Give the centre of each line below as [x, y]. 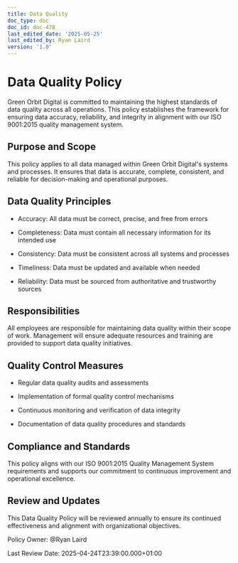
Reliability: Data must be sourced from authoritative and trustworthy [117, 281]
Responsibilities [44, 311]
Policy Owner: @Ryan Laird [47, 539]
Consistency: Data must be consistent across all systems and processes [123, 254]
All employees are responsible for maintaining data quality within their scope [119, 328]
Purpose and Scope [52, 147]
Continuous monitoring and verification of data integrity [99, 410]
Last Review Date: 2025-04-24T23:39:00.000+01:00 [85, 553]
